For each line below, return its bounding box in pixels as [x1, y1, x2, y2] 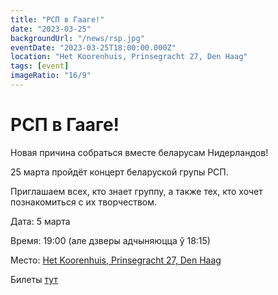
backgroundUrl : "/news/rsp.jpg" [10, 33, 145, 43]
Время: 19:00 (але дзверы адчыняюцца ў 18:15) [10, 234, 211, 246]
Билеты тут [10, 273, 58, 285]
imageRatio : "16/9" [10, 71, 92, 81]
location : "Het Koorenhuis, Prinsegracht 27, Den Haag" [10, 52, 248, 62]
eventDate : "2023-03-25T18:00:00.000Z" [10, 42, 177, 53]
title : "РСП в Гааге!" [10, 14, 105, 25]
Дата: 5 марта [10, 215, 71, 227]
